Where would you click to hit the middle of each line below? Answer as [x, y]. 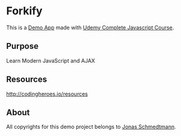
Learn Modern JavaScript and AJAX [51, 60]
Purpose [22, 46]
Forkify [25, 11]
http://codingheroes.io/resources [47, 94]
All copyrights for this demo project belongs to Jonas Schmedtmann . [91, 127]
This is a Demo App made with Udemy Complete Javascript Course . [90, 27]
